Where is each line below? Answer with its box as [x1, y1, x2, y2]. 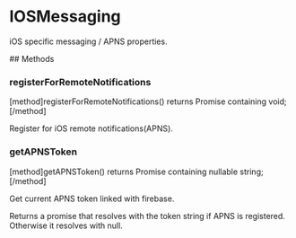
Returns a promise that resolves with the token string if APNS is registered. [9, 210, 285, 221]
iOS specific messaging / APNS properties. [9, 36, 168, 47]
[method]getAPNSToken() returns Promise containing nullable [9, 166, 239, 177]
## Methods [9, 53, 55, 64]
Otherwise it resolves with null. [9, 220, 123, 231]
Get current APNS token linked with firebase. [9, 193, 175, 204]
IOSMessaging [9, 6, 121, 27]
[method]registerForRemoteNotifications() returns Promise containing [9, 96, 267, 107]
